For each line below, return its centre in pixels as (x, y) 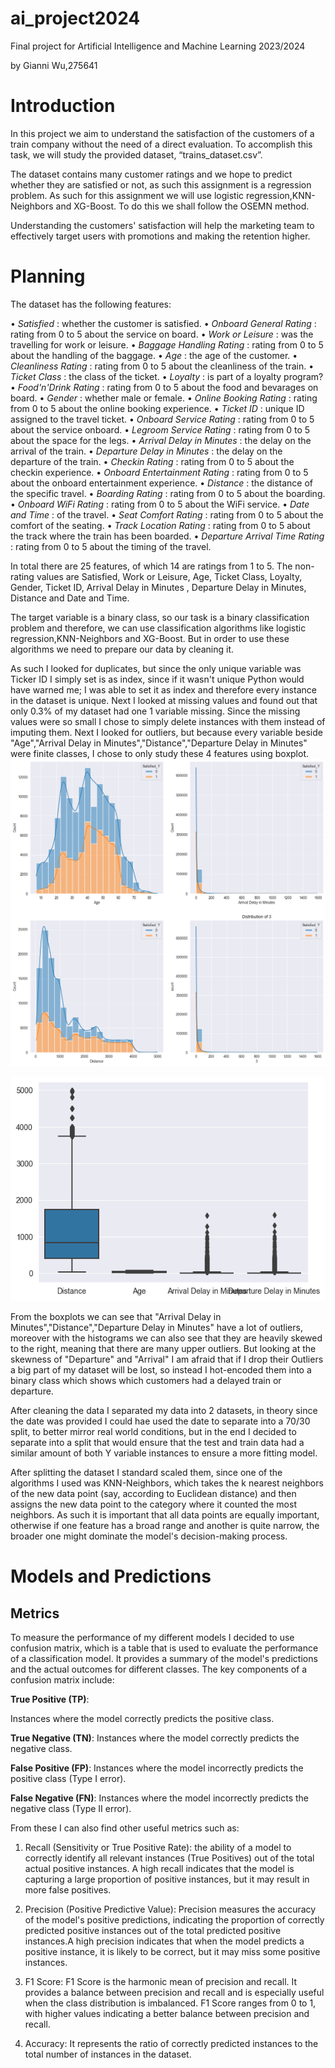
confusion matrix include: (62, 1680)
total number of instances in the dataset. (108, 2054)
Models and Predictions (111, 1576)
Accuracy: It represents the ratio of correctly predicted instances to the (171, 2044)
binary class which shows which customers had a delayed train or (146, 1381)
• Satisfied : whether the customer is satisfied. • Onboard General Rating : (163, 323)
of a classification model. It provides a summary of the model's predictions (164, 1659)
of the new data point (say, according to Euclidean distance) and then (153, 1494)
